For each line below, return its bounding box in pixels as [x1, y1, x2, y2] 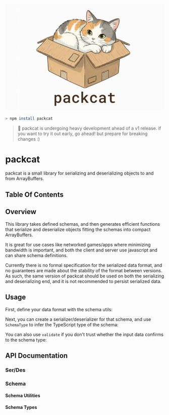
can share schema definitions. [5, 252, 68, 258]
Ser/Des [5, 366, 26, 373]
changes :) [17, 136, 40, 142]
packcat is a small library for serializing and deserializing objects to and [5, 170, 154, 176]
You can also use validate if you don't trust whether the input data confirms [5, 331, 164, 338]
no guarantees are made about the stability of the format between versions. [5, 267, 162, 273]
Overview [5, 207, 37, 216]
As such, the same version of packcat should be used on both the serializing [5, 273, 164, 279]
